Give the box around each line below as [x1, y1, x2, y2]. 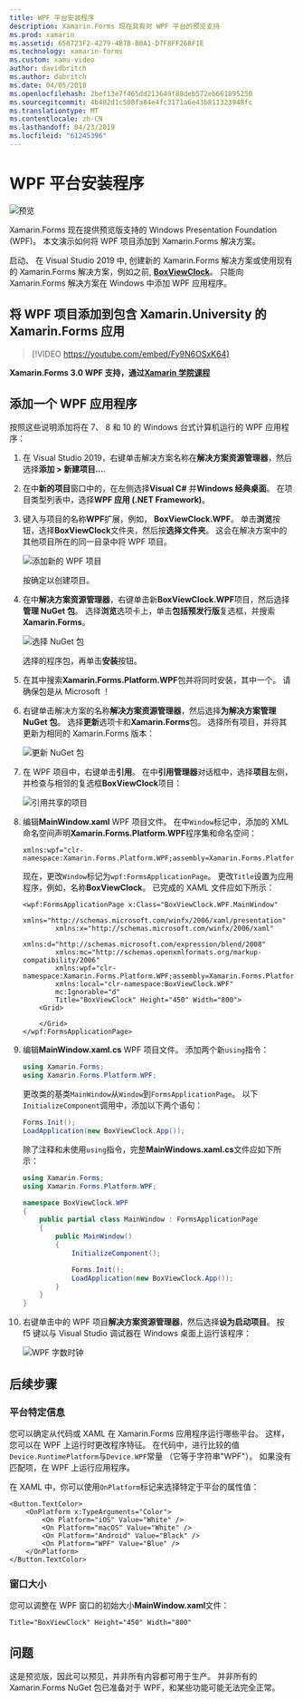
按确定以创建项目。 [22, 575, 95, 586]
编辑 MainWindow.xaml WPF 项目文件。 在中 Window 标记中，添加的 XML [22, 816, 289, 827]
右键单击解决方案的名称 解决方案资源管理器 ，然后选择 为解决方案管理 [22, 705, 277, 717]
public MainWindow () [55, 1232, 133, 1241]
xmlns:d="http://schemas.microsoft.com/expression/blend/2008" [22, 940, 267, 949]
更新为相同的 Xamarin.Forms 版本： [22, 728, 156, 739]
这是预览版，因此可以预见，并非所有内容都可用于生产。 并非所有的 [9, 1670, 258, 1681]
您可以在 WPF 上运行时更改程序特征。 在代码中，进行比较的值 [9, 1439, 240, 1450]
